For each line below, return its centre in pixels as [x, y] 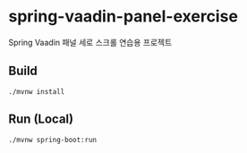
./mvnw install [37, 91]
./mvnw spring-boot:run [53, 140]
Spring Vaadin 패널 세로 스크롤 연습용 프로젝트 [90, 42]
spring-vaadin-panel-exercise [123, 17]
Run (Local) [41, 119]
